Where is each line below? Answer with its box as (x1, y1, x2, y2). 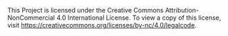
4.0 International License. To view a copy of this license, (56, 13, 222, 22)
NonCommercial (7, 13, 56, 22)
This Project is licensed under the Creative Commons (7, 6, 164, 14)
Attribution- (165, 6, 199, 14)
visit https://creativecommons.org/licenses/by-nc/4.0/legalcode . (7, 21, 197, 29)
